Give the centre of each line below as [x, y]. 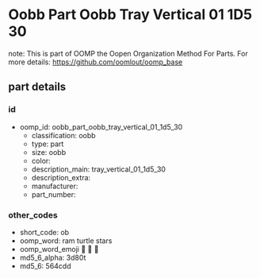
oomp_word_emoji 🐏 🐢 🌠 [59, 249]
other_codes [33, 214]
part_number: [54, 194]
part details [37, 87]
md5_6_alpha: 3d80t [53, 257]
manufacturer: [55, 186]
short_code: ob [44, 232]
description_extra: [61, 177]
